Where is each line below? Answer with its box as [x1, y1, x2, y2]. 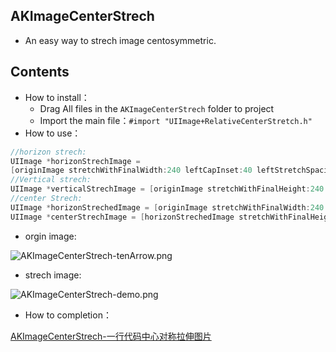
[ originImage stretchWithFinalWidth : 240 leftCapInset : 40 [10, 165, 253, 176]
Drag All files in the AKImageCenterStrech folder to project [39, 102, 275, 114]
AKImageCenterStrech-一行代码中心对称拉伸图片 [10, 330, 212, 342]
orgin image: [24, 230, 77, 242]
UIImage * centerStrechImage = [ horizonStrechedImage [10, 212, 235, 222]
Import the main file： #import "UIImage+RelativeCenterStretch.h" [39, 114, 313, 126]
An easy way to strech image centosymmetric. [24, 34, 217, 46]
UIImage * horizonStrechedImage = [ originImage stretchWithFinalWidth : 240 [10, 202, 325, 213]
